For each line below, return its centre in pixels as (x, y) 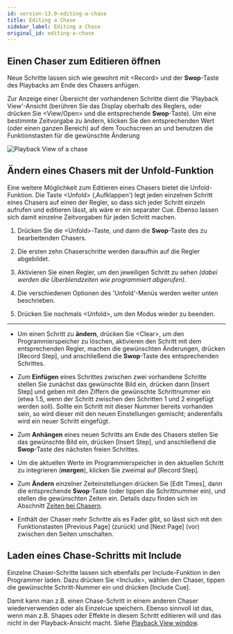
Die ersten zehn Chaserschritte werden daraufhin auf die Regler (108, 251)
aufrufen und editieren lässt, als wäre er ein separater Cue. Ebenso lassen (113, 210)
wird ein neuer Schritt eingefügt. (63, 421)
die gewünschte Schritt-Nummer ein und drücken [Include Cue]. (99, 587)
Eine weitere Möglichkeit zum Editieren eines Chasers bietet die (98, 187)
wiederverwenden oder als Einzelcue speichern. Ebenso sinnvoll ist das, (110, 608)
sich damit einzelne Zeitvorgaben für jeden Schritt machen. (92, 217)
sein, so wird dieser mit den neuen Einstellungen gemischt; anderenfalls (120, 413)
